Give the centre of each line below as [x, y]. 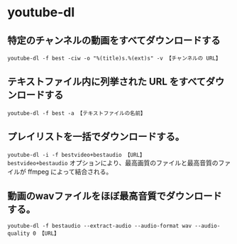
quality [19, 234]
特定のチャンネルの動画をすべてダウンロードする [114, 40]
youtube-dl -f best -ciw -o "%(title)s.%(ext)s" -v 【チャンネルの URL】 [114, 58]
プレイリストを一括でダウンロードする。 [96, 137]
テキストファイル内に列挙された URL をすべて [107, 82]
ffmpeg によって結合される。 [70, 172]
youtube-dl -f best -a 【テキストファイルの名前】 [77, 113]
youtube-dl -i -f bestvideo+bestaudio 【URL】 [76, 155]
